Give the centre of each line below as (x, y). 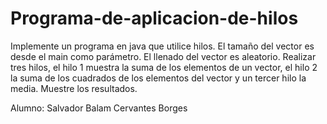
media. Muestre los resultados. (74, 88)
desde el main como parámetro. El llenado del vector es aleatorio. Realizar (163, 56)
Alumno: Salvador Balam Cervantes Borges (99, 108)
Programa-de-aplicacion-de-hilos (154, 18)
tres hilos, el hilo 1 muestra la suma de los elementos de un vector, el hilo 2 (164, 67)
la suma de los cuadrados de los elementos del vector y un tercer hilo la (158, 78)
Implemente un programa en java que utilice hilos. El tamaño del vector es (162, 46)
